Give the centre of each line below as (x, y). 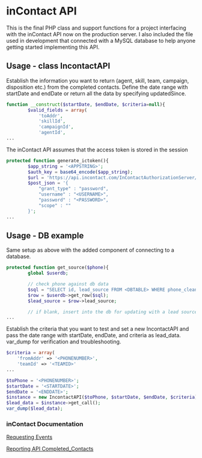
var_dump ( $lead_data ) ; (35, 409)
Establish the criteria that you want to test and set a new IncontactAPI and (98, 329)
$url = (36, 177)
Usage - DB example (45, 236)
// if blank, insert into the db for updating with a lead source (113, 312)
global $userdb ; (48, 273)
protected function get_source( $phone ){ (58, 268)
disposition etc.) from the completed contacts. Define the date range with (97, 87)
